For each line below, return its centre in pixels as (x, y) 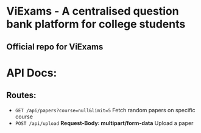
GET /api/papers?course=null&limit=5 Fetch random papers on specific (105, 110)
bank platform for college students (96, 24)
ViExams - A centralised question (93, 11)
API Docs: (32, 73)
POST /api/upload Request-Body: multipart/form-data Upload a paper (104, 123)
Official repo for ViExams (55, 47)
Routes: (21, 95)
